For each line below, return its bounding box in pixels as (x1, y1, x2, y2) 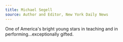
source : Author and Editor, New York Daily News (5, 12, 108, 17)
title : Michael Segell (5, 7, 52, 12)
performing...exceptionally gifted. (5, 31, 74, 37)
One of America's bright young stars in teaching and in (5, 25, 118, 31)
